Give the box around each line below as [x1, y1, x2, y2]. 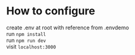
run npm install [6, 30, 47, 37]
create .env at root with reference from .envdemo [6, 24, 129, 31]
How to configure [6, 4, 96, 18]
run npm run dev [6, 36, 47, 44]
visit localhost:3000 [6, 43, 56, 50]
